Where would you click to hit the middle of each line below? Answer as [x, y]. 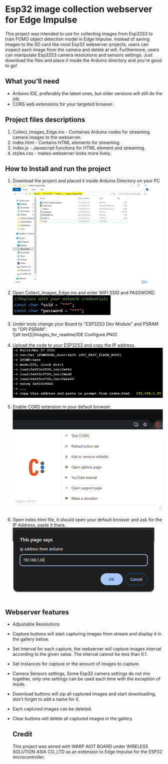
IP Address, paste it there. [39, 525]
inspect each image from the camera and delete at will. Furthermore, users [82, 50]
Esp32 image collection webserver [79, 9]
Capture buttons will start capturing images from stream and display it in [87, 633]
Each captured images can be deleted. [52, 708]
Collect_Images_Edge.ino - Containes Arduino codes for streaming [81, 132]
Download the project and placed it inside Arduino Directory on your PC [86, 181]
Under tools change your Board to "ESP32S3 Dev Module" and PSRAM [85, 324]
